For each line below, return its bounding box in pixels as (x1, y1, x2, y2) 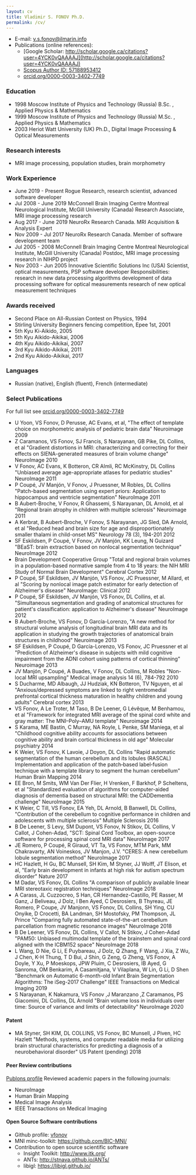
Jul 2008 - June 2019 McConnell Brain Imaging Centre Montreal (14, 200, 169, 207)
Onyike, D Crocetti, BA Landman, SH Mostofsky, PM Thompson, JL (14, 910, 176, 917)
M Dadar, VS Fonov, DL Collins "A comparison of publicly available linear (14, 879, 190, 886)
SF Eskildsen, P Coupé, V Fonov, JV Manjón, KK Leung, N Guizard (14, 537, 174, 545)
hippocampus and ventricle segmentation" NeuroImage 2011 (14, 494, 161, 501)
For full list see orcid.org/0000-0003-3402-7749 (6, 408, 124, 415)
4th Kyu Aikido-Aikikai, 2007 (14, 340, 84, 347)
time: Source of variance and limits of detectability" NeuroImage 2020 (14, 1004, 184, 1011)
